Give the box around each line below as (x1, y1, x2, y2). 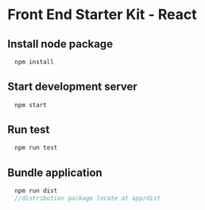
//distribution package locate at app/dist (14, 194, 161, 202)
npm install (14, 58, 55, 66)
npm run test (14, 144, 58, 152)
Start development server (7, 80, 138, 94)
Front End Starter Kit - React (7, 6, 197, 24)
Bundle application (7, 166, 102, 179)
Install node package (7, 37, 113, 51)
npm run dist (14, 187, 58, 195)
